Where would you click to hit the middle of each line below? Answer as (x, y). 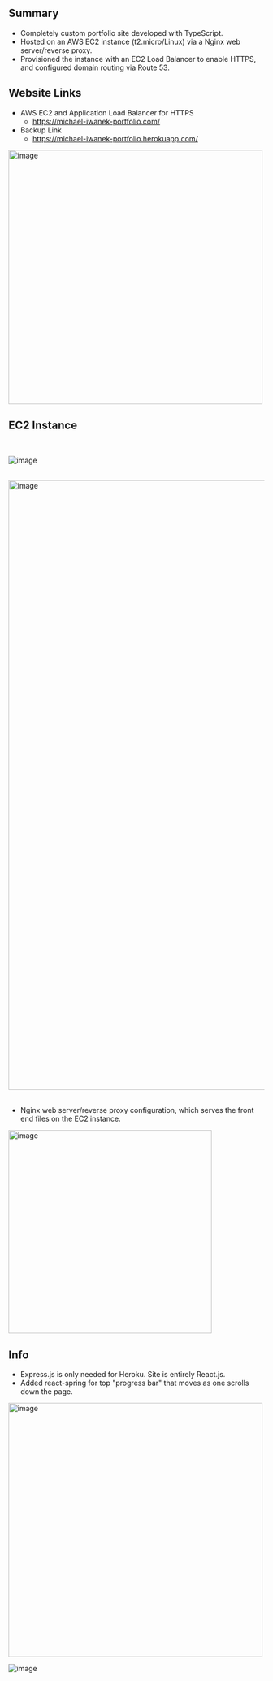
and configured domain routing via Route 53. (95, 67)
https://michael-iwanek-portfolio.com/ (96, 121)
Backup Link (41, 130)
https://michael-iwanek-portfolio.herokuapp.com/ (115, 138)
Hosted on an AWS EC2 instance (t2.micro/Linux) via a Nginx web (130, 41)
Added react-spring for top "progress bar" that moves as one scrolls (134, 1383)
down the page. (46, 1392)
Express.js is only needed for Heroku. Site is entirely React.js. (123, 1375)
